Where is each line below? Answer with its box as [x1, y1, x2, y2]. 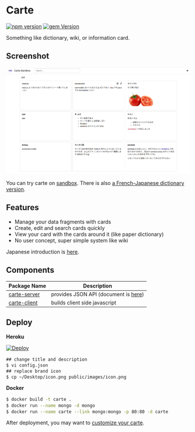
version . [6, 186, 26, 193]
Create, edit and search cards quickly [14, 224, 105, 231]
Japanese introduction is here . [6, 248, 79, 255]
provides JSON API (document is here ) [51, 291, 144, 298]
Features [6, 203, 39, 212]
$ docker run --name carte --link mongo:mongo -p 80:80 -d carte [6, 409, 168, 414]
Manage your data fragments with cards [14, 218, 112, 225]
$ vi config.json [6, 362, 48, 368]
